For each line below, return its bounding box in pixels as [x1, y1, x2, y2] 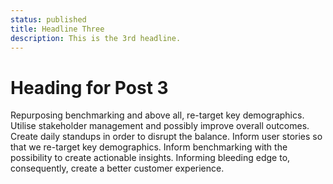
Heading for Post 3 [10, 76, 169, 99]
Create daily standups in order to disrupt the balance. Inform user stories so [10, 131, 323, 143]
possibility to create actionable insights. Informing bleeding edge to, [10, 152, 291, 164]
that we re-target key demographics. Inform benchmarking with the [10, 141, 288, 153]
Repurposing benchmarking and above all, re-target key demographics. [10, 109, 305, 121]
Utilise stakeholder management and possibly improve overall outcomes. [10, 120, 310, 132]
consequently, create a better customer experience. [10, 162, 225, 175]
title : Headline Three [10, 24, 105, 34]
